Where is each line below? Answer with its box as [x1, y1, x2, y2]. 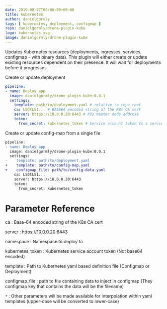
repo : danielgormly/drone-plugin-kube [5, 26, 85, 31]
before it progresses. [5, 64, 48, 70]
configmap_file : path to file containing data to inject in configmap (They [5, 278, 153, 284]
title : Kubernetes [5, 12, 43, 17]
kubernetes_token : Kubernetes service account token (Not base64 [5, 248, 143, 254]
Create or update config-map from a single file [5, 130, 101, 136]
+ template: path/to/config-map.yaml [5, 163, 90, 168]
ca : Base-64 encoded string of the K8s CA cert [5, 219, 103, 225]
